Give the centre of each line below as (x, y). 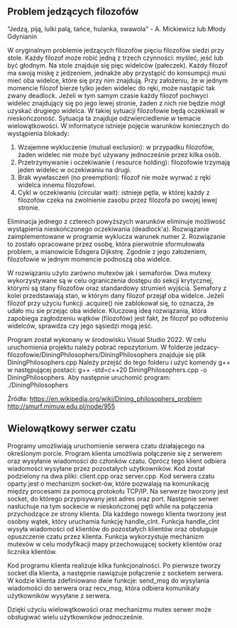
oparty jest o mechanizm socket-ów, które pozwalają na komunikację (108, 484)
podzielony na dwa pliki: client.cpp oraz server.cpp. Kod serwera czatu (111, 476)
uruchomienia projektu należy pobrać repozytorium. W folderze (100, 347)
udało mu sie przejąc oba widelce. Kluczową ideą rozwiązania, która (107, 310)
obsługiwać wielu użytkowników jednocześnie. (76, 617)
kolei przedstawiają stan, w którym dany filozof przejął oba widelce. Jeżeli (116, 295)
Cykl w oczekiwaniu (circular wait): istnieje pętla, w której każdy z (114, 192)
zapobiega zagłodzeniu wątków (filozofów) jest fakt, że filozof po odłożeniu (118, 318)
